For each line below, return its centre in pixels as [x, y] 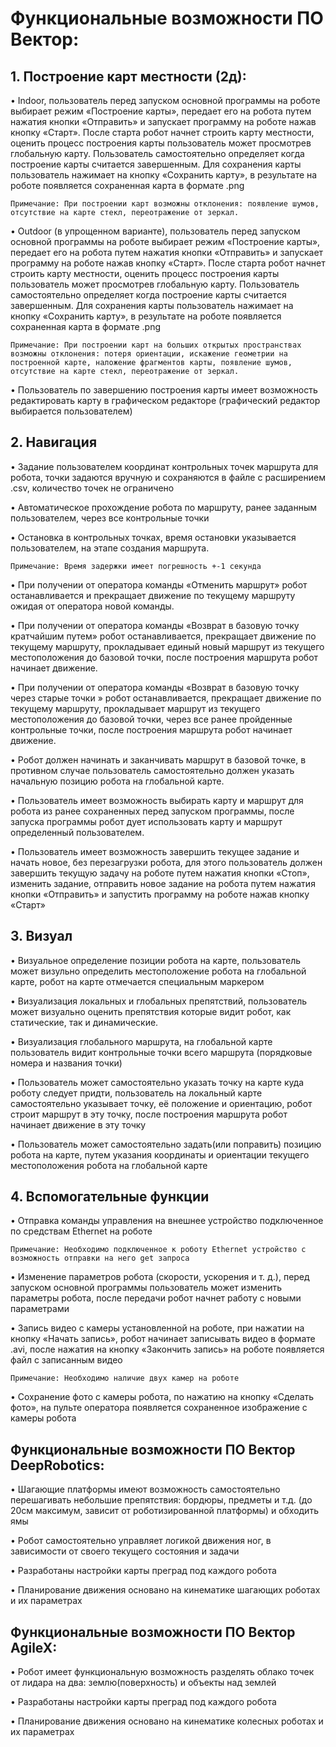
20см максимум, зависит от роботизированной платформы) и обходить [164, 1511]
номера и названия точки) [66, 1063]
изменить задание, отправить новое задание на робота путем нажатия [163, 883]
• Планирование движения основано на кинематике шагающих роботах [165, 1590]
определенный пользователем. [77, 832]
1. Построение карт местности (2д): [128, 76]
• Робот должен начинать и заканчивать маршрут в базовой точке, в [158, 759]
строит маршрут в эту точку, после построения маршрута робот [149, 1114]
